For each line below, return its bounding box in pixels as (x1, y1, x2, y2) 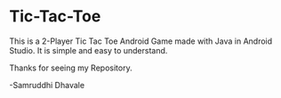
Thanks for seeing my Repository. (9, 62, 132, 73)
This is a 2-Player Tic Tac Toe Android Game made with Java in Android (9, 36, 273, 46)
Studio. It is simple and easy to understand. (9, 45, 168, 55)
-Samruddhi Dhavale (9, 79, 85, 90)
